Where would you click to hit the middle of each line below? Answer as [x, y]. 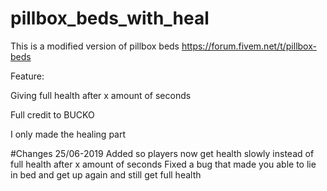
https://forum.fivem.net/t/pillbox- [249, 46]
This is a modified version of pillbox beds [95, 46]
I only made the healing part [68, 134]
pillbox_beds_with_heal [110, 18]
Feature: [27, 76]
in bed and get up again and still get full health [106, 174]
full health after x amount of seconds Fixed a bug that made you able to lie [163, 164]
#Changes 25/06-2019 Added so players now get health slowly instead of [162, 153]
